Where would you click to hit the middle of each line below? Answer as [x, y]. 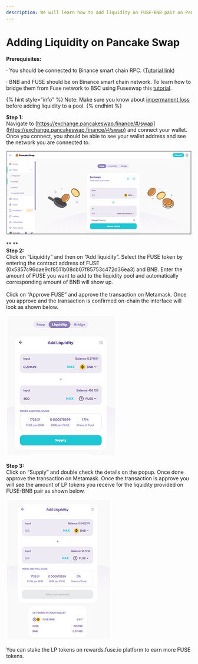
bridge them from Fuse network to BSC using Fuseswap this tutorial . [89, 88]
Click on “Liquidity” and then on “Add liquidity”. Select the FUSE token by [95, 256]
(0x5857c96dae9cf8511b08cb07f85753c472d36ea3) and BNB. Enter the [94, 269]
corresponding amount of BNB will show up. [60, 282]
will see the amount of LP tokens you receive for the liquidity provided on [95, 484]
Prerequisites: [24, 58]
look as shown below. [32, 307]
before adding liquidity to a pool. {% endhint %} [64, 106]
